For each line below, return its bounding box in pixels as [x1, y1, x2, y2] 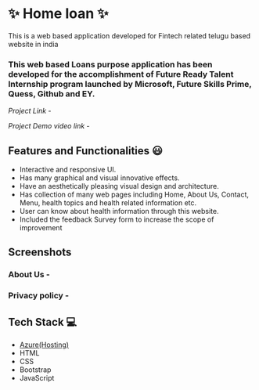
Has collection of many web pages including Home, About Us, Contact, [19, 190, 249, 200]
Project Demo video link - [8, 121, 90, 131]
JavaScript [19, 374, 55, 383]
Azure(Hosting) [19, 340, 69, 349]
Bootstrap [19, 365, 52, 374]
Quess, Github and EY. [8, 88, 95, 99]
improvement [19, 223, 63, 233]
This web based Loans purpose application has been [8, 59, 213, 70]
